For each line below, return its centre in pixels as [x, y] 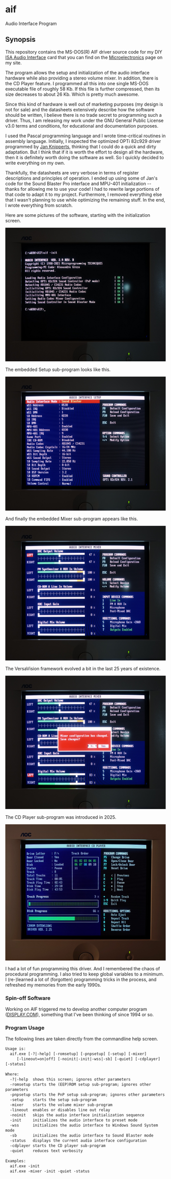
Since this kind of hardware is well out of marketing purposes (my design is [84, 104]
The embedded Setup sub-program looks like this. [58, 369]
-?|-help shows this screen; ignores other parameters [70, 1080]
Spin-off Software [28, 998]
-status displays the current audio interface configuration [78, 1141]
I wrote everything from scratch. [39, 205]
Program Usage [25, 1028]
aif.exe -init [25, 1166]
